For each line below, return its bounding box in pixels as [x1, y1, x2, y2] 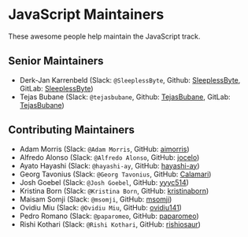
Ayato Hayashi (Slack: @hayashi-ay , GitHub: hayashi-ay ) [19, 161, 200, 170]
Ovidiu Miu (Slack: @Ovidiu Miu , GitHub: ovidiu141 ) [19, 202, 183, 212]
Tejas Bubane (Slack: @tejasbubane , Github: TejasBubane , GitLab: [19, 92, 231, 102]
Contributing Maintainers [8, 124, 135, 137]
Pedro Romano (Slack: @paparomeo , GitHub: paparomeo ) [19, 211, 199, 220]
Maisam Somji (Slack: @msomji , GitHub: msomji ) [19, 194, 172, 204]
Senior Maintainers [8, 54, 104, 68]
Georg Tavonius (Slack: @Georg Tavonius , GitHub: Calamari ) [19, 169, 212, 179]
